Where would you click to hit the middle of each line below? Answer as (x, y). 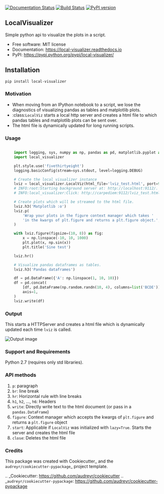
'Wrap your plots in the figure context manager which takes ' (88, 216)
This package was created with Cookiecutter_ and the (59, 461)
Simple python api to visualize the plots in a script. (56, 35)
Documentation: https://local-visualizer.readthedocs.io (67, 49)
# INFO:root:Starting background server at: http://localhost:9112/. (86, 189)
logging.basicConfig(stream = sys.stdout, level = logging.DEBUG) (78, 171)
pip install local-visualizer (36, 81)
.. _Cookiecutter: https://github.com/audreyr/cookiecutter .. (64, 476)
